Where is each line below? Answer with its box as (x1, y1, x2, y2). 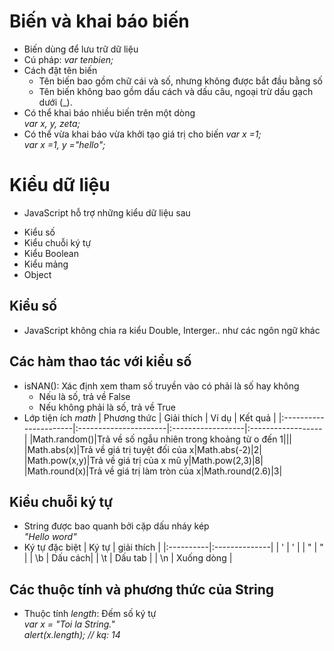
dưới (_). (38, 96, 73, 108)
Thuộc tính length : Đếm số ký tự (23, 608, 157, 620)
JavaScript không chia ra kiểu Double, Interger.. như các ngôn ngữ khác (23, 324, 321, 336)
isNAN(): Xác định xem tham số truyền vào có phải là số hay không (23, 380, 300, 392)
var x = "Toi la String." (23, 618, 116, 630)
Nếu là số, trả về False (38, 390, 131, 402)
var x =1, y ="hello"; (23, 138, 106, 150)
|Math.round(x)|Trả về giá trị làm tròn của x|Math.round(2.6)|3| (23, 465, 283, 477)
